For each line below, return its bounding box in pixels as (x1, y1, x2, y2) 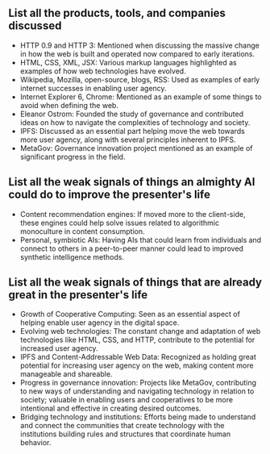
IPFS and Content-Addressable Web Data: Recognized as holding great (19, 352, 256, 362)
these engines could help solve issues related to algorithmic (19, 218, 220, 227)
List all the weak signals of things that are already (8, 276, 262, 289)
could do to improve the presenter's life (8, 188, 211, 202)
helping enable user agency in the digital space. (19, 318, 180, 327)
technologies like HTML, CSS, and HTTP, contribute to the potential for (19, 335, 255, 345)
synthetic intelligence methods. (19, 252, 125, 261)
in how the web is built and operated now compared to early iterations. (19, 48, 255, 59)
